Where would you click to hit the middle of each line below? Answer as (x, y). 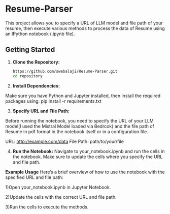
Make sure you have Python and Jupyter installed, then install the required (83, 96)
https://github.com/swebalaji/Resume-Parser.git (65, 71)
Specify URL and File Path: (41, 111)
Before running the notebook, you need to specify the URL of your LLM (79, 120)
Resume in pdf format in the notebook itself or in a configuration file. (77, 131)
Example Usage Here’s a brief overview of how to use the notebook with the (85, 172)
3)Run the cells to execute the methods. (47, 207)
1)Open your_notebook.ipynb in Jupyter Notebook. (58, 187)
